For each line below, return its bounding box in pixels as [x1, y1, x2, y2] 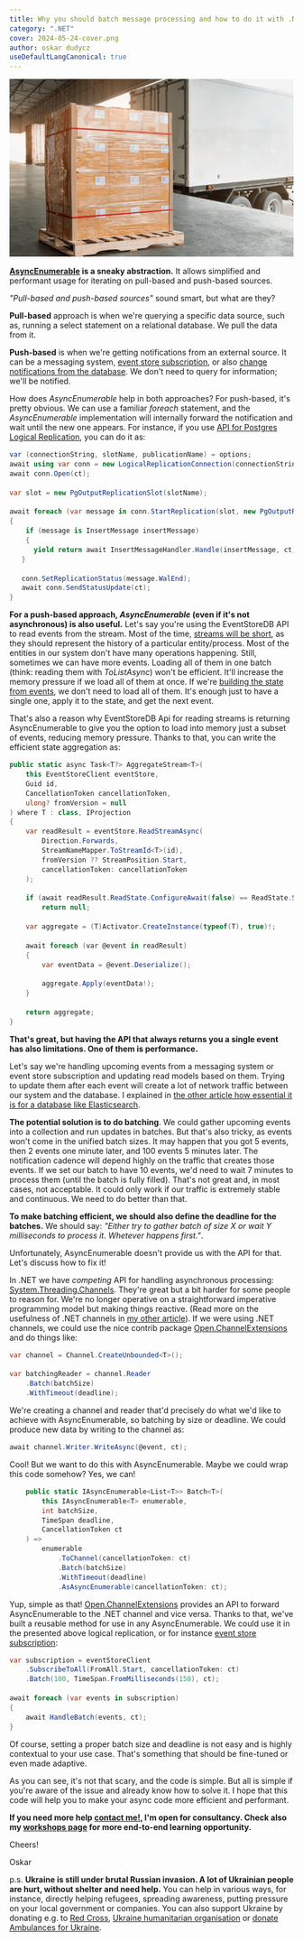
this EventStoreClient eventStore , [25, 770, 160, 779]
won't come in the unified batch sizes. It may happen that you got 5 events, [9, 1135, 289, 1146]
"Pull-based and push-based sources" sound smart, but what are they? [9, 293, 276, 304]
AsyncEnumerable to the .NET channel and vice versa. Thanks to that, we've [9, 1608, 294, 1619]
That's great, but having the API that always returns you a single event [9, 1033, 279, 1044]
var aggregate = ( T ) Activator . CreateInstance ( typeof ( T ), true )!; [25, 922, 277, 931]
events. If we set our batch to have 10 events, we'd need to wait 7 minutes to [9, 1164, 294, 1175]
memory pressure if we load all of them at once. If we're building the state [9, 677, 284, 688]
